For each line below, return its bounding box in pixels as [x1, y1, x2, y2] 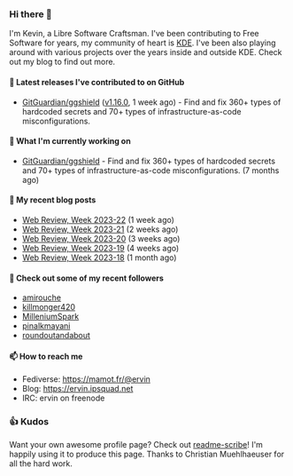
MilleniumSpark [21, 311, 80, 322]
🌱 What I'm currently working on [9, 136, 131, 147]
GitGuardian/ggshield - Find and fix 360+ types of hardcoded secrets [21, 155, 276, 166]
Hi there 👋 [9, 8, 53, 20]
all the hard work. [9, 457, 73, 469]
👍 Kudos [9, 416, 50, 428]
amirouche [21, 292, 62, 303]
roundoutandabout [21, 330, 91, 341]
